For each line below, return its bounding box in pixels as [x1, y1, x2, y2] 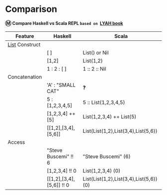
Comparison [5, 3, 58, 15]
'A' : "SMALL [47, 82, 76, 89]
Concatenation [7, 74, 42, 81]
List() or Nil [83, 49, 109, 56]
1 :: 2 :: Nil [83, 66, 106, 73]
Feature [15, 33, 34, 40]
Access [7, 139, 25, 146]
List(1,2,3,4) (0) [83, 168, 121, 175]
